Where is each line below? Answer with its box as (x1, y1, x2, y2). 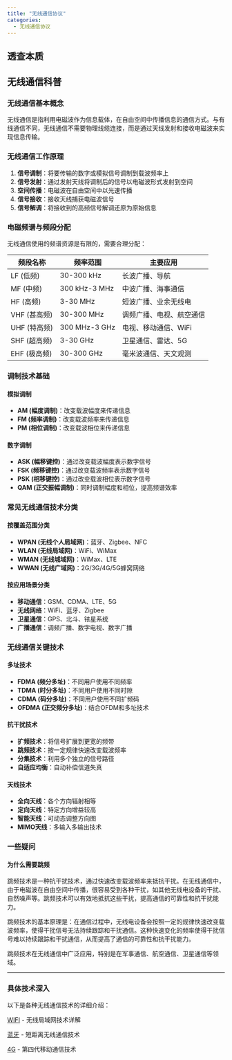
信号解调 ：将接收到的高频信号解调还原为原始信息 (17, 203, 157, 212)
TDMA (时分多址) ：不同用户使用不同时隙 (17, 686, 133, 694)
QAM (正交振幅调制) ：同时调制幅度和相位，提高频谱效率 (17, 484, 177, 492)
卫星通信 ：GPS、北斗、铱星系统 (17, 614, 109, 623)
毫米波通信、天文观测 (122, 349, 192, 358)
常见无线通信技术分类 (7, 502, 78, 512)
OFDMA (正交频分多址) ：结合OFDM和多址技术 (17, 703, 150, 711)
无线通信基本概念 (7, 98, 64, 108)
